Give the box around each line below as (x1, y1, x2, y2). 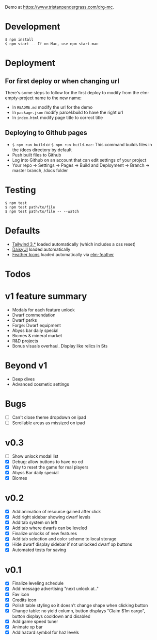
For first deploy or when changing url (5, 77, 120, 85)
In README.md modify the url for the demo (12, 104, 93, 110)
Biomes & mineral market (12, 332, 62, 338)
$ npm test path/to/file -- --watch (5, 209, 79, 214)
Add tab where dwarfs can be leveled (12, 525, 87, 531)
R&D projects (12, 338, 39, 344)
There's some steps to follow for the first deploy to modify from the (5, 89, 140, 95)
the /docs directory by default (12, 147, 72, 153)
